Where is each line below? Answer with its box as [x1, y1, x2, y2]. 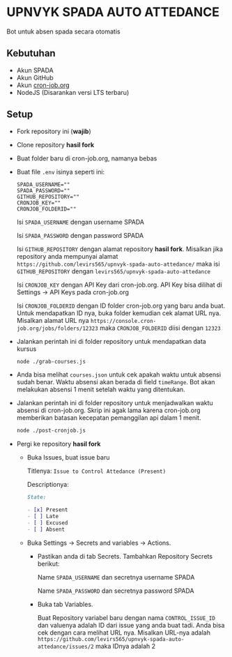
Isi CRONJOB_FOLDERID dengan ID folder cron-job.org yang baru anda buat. [16, 301, 226, 310]
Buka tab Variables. [37, 600, 93, 608]
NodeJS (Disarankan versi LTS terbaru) [16, 88, 130, 96]
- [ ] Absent [26, 526, 65, 533]
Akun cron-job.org [16, 81, 70, 89]
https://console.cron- [90, 317, 157, 324]
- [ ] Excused [26, 519, 68, 527]
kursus [16, 345, 37, 353]
